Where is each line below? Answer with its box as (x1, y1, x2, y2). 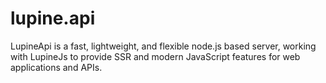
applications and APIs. (10, 61, 103, 73)
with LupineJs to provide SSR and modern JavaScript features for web (10, 50, 301, 62)
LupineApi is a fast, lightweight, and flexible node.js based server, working (10, 40, 317, 52)
